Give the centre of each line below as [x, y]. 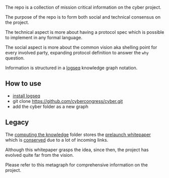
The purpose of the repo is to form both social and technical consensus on [83, 17]
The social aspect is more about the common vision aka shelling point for [81, 47]
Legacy [17, 122]
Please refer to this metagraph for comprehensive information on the [76, 165]
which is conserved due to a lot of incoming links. [57, 140]
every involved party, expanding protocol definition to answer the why [77, 53]
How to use [23, 83]
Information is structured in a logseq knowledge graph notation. [71, 68]
